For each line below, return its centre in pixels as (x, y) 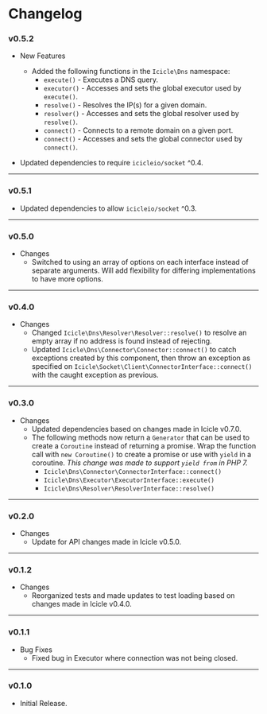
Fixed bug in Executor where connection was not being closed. (135, 658)
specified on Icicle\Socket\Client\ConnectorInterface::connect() (142, 367)
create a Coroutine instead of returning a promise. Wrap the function (144, 445)
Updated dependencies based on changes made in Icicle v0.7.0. (137, 429)
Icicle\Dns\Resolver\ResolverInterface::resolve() (129, 489)
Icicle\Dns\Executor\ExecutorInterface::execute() (129, 480)
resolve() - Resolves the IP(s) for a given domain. (125, 105)
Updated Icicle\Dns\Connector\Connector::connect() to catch (134, 350)
